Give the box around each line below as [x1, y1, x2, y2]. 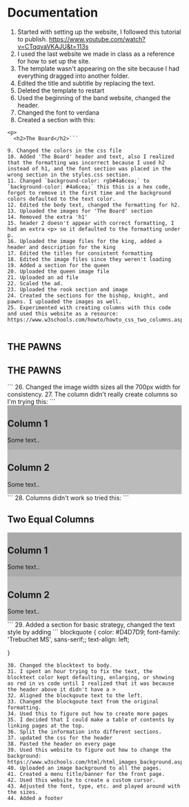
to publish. [17, 35, 48, 43]
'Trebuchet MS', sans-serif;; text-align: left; [7, 635, 130, 643]
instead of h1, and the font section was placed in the [7, 165, 172, 172]
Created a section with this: [17, 115, 96, 124]
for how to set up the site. [17, 57, 90, 65]
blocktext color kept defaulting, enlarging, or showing [7, 674, 175, 681]
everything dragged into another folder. [17, 71, 130, 80]
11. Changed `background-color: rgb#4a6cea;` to [7, 177, 150, 184]
